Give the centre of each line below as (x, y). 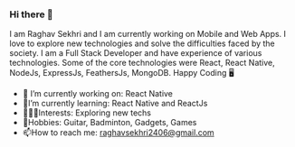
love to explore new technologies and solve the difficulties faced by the (142, 43)
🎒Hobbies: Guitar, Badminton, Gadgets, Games (109, 123)
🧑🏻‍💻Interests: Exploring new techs (87, 113)
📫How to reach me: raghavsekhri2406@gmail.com (118, 133)
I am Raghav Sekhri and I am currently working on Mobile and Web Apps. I (148, 34)
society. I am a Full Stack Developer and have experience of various (136, 53)
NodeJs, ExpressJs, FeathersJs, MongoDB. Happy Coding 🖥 (122, 73)
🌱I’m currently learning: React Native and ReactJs (115, 104)
